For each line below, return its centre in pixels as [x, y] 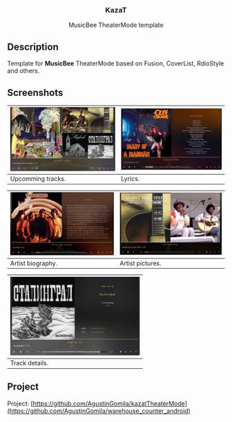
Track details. [29, 363]
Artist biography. [34, 263]
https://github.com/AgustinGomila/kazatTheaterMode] [110, 403]
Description [33, 47]
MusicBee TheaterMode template [116, 25]
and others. [23, 71]
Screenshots [35, 92]
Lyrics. [130, 179]
